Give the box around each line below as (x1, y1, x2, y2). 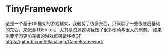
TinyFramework (5, 3, 73, 15)
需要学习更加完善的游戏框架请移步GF (5, 33, 82, 39)
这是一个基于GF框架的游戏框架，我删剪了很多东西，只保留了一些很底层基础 (5, 20, 160, 26)
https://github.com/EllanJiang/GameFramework (5, 38, 104, 44)
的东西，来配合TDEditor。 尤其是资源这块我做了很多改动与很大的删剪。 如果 (5, 26, 162, 33)
